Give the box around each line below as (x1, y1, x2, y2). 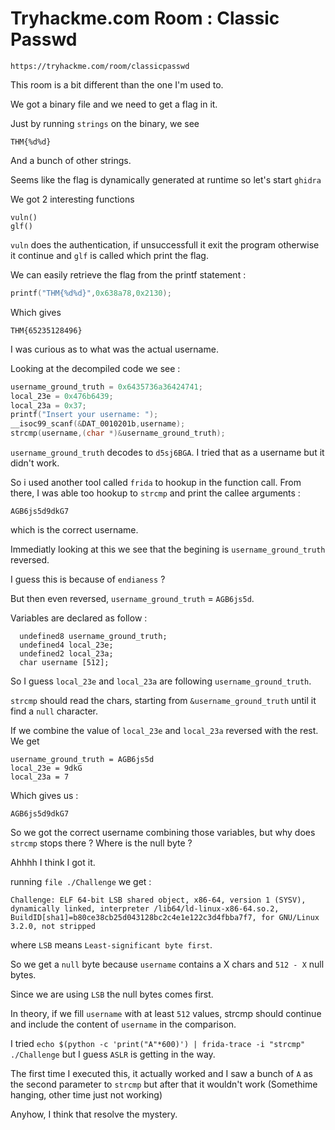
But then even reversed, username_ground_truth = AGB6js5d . (10, 593, 255, 605)
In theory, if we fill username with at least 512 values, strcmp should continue (10, 1008, 322, 1020)
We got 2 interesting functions (10, 193, 135, 205)
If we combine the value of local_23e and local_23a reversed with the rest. (10, 725, 319, 737)
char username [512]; (19, 658, 110, 668)
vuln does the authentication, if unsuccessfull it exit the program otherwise (10, 238, 320, 251)
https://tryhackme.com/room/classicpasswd (10, 61, 190, 71)
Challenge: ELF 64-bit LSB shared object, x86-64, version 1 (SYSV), (10, 895, 307, 906)
